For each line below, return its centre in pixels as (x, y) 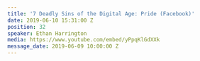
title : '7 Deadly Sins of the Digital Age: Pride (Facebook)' (101, 14)
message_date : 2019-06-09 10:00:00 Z (63, 46)
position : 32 (27, 27)
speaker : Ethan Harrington (47, 33)
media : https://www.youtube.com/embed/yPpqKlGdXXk (84, 40)
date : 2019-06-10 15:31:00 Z (50, 20)
